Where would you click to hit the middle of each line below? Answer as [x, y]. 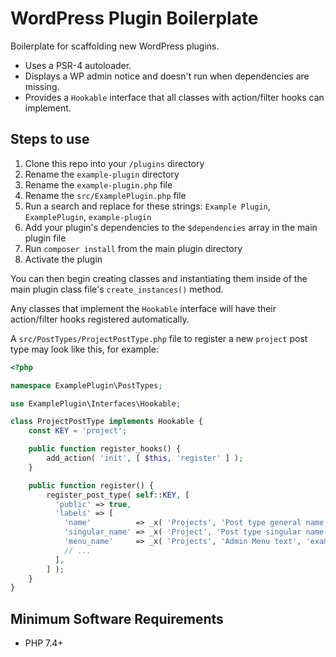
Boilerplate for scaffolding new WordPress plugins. [115, 46]
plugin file [45, 238]
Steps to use [50, 139]
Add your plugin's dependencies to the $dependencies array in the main [171, 227]
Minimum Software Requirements [117, 618]
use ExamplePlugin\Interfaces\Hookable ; [96, 403]
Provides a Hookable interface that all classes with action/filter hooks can [174, 97]
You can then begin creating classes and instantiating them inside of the [159, 278]
